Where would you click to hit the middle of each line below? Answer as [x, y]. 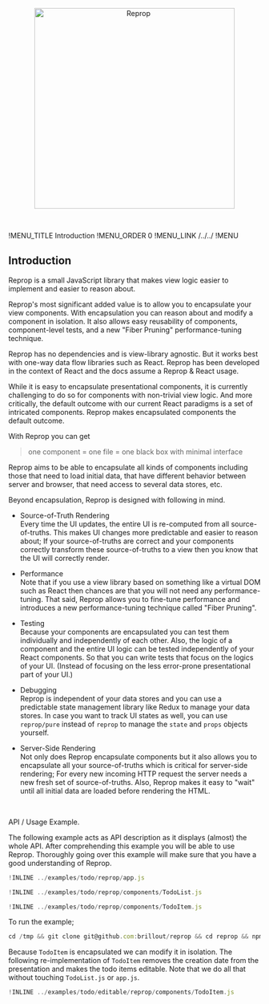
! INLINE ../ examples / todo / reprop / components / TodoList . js [105, 892]
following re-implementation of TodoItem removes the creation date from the [133, 961]
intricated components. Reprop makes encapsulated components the [122, 412]
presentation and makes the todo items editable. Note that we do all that [127, 969]
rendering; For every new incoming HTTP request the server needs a [133, 774]
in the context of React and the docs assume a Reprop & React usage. [124, 371]
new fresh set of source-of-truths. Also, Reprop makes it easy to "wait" [137, 782]
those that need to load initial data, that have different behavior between [127, 476]
